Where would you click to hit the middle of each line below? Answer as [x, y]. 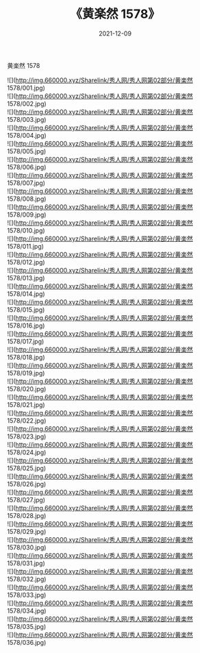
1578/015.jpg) [26, 310]
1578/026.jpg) [27, 484]
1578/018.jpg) [26, 357]
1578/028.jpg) [27, 515]
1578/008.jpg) [27, 199]
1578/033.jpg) [27, 595]
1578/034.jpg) [27, 611]
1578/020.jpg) [27, 389]
